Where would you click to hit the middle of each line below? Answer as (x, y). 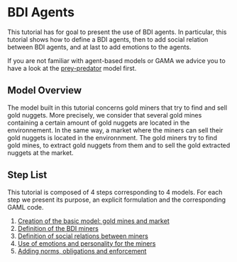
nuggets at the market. (40, 152)
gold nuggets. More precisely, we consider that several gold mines (105, 115)
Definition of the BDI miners (58, 228)
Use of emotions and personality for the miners (87, 243)
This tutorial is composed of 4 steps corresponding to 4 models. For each (115, 192)
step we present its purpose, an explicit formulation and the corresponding (116, 200)
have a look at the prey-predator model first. (72, 68)
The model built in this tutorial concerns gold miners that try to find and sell (117, 108)
